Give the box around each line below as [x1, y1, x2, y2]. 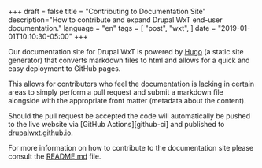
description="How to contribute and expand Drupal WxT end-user [8, 15, 223, 24]
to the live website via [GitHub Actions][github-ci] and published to [8, 120, 225, 129]
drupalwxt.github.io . [8, 128, 73, 137]
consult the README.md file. [8, 151, 101, 161]
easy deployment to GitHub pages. [8, 64, 121, 73]
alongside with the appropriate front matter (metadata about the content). [8, 96, 246, 105]
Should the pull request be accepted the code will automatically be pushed [8, 111, 251, 121]
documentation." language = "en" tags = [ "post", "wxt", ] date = [8, 24, 216, 32]
